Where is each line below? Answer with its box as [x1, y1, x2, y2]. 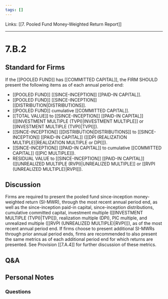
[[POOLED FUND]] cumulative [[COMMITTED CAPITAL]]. [12, 107, 129, 113]
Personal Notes [5, 273, 54, 282]
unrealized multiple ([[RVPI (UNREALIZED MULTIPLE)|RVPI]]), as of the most [5, 220, 162, 226]
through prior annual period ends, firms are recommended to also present [5, 231, 157, 237]
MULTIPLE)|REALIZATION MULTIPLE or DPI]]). [12, 139, 107, 145]
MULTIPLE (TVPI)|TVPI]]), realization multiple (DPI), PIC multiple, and [5, 215, 147, 221]
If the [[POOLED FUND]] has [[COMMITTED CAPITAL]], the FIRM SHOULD [5, 76, 158, 83]
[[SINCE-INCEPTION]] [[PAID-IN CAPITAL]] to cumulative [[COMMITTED [12, 145, 161, 151]
